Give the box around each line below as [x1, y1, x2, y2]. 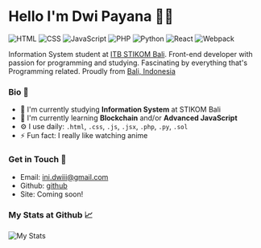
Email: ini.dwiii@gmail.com [19, 172, 109, 181]
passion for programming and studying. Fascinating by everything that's [8, 58, 248, 67]
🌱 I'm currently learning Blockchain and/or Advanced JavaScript [19, 113, 238, 123]
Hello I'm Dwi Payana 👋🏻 [8, 7, 174, 26]
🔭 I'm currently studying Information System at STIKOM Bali [19, 104, 222, 115]
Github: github [19, 181, 68, 190]
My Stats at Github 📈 [8, 209, 93, 221]
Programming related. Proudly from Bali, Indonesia [8, 66, 176, 75]
